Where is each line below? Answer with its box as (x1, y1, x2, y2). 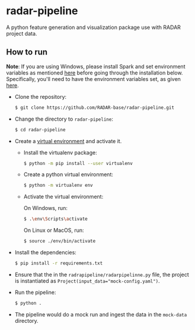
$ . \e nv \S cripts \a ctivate (23, 216, 88, 222)
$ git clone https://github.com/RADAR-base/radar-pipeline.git (14, 105, 175, 111)
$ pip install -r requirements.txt (14, 260, 103, 266)
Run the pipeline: (14, 289, 56, 296)
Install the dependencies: (14, 249, 77, 255)
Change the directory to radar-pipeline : (14, 115, 114, 122)
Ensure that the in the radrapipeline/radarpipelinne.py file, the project (14, 271, 190, 278)
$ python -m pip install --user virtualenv (23, 160, 133, 166)
